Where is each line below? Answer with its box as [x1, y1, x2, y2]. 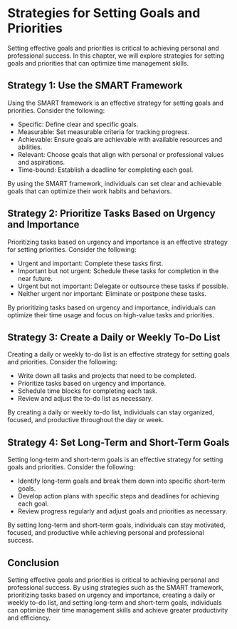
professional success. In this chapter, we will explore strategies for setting [7, 51, 225, 60]
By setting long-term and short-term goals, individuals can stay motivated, [7, 521, 226, 529]
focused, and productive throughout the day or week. [7, 416, 164, 424]
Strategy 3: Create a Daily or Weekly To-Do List [7, 331, 221, 343]
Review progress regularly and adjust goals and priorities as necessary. [17, 507, 228, 516]
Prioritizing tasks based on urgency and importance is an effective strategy [7, 237, 228, 246]
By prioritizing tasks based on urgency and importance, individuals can [7, 303, 216, 312]
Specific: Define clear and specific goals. [17, 120, 139, 128]
